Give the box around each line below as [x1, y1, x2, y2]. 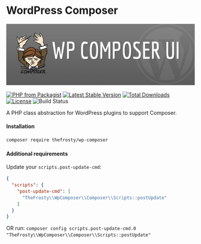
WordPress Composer [6, 4, 118, 17]
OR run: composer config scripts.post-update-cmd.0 [6, 225, 136, 232]
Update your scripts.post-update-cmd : [6, 163, 102, 171]
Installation [6, 123, 35, 130]
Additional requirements [6, 150, 68, 157]
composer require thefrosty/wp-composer [6, 137, 109, 143]
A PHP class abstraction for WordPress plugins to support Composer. [6, 109, 177, 116]
